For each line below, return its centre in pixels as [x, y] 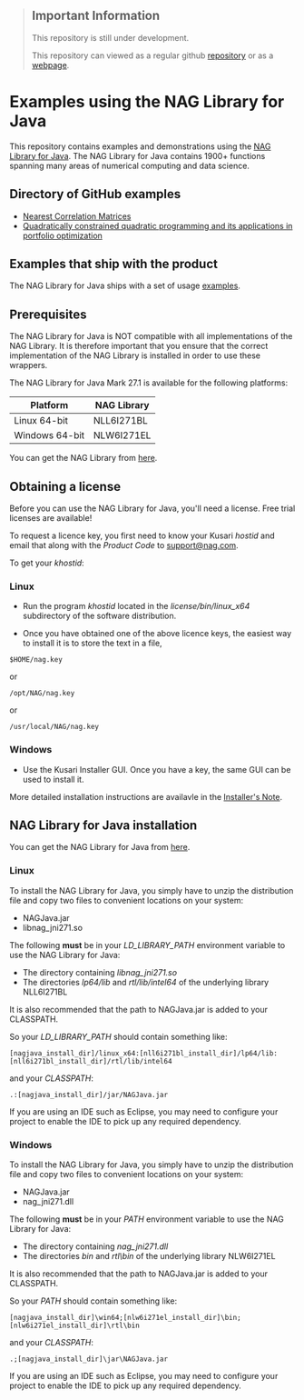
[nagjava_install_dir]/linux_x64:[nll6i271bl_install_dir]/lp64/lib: [144, 1053]
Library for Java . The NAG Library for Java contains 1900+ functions [137, 155]
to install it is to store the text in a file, [92, 643]
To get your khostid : [47, 563]
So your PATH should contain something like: [93, 1301]
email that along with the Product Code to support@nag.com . [124, 545]
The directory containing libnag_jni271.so [100, 972]
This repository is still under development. [110, 37]
